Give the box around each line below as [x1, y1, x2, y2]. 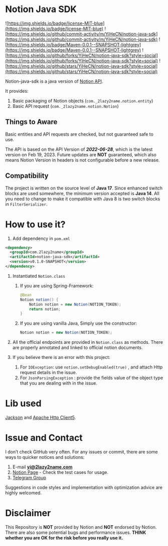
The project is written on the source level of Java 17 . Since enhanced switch [5, 185, 163, 191]
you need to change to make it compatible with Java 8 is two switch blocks [5, 196, 160, 202]
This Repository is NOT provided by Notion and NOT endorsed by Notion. [5, 524, 157, 530]
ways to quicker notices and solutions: [5, 454, 85, 460]
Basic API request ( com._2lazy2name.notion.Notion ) [12, 103, 119, 109]
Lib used [5, 398, 42, 409]
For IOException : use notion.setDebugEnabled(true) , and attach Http [20, 364, 163, 370]
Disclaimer [5, 508, 51, 519]
